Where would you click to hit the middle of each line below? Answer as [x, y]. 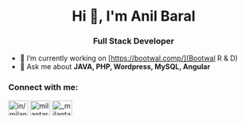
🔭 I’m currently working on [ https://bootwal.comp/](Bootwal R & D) [129, 58]
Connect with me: [43, 87]
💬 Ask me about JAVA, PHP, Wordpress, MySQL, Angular [115, 67]
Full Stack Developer [134, 41]
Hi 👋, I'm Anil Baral [134, 16]
